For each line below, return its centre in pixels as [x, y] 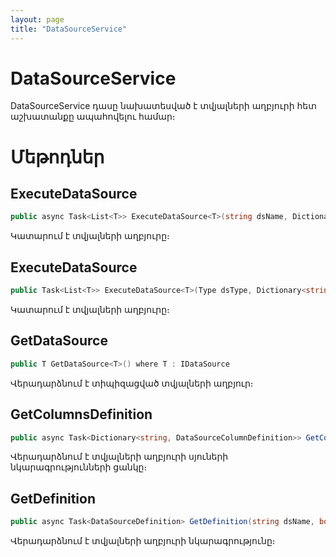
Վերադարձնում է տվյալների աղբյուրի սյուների [119, 457]
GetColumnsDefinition [81, 414]
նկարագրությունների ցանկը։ [79, 467]
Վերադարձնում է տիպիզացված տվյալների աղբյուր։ [132, 383]
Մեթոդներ [57, 157]
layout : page [37, 19]
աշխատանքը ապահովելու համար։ [93, 117]
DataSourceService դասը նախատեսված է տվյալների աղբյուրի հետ [163, 106]
